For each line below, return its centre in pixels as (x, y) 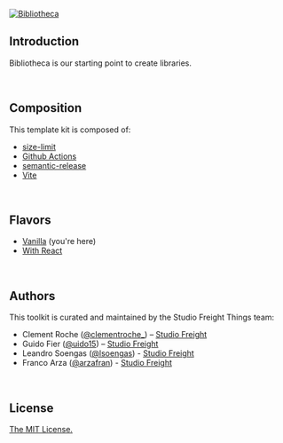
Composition (46, 108)
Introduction (44, 41)
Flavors (30, 221)
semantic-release (54, 165)
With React (42, 251)
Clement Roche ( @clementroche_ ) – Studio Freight (114, 335)
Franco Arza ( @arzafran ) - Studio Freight (97, 363)
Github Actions (49, 156)
